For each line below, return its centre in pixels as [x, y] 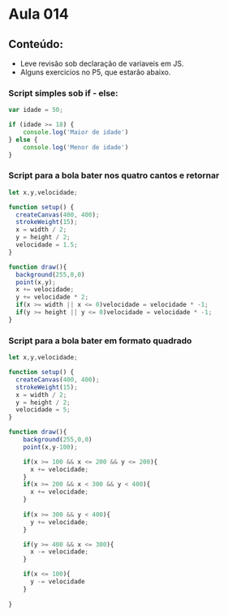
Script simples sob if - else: [64, 93]
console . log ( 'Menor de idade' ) [76, 147]
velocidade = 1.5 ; [47, 245]
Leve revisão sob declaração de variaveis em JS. [102, 63]
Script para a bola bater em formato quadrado [100, 340]
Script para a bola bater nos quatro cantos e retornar [114, 175]
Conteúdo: [36, 44]
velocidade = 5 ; [43, 410]
